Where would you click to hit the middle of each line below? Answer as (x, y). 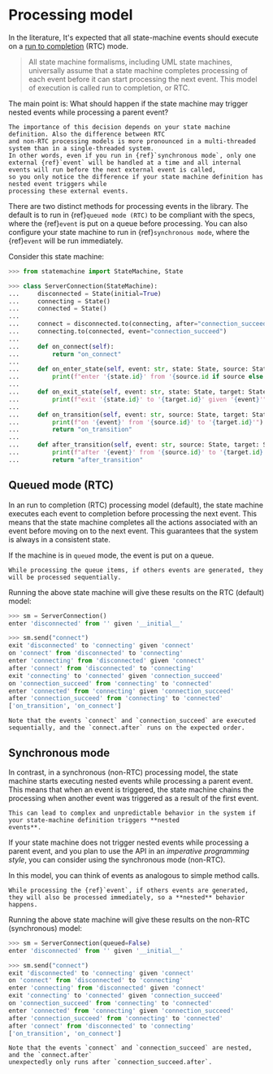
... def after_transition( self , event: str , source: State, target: (134, 445)
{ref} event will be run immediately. (66, 241)
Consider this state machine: (56, 256)
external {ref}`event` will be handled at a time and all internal (125, 163)
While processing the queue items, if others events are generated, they (136, 570)
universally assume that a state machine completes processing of (138, 70)
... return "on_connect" (65, 354)
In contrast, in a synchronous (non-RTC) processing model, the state (123, 772)
